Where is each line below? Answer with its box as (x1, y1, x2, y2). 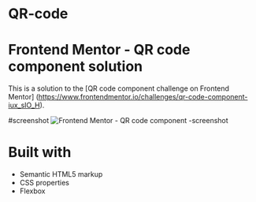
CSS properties (19, 178, 69, 188)
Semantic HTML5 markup (19, 170, 103, 179)
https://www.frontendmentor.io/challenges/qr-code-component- (38, 92, 248, 102)
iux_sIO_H (8, 100, 41, 110)
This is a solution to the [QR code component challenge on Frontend (8, 84, 230, 93)
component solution (8, 58, 143, 76)
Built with (8, 144, 72, 162)
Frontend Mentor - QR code (8, 41, 191, 59)
